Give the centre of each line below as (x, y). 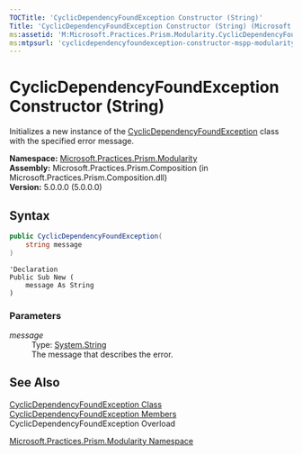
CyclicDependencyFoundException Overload (93, 423)
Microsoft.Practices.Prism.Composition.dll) (89, 177)
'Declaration (34, 269)
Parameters (35, 315)
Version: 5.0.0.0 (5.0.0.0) (56, 187)
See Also (35, 382)
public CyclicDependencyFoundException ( (86, 236)
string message (54, 244)
